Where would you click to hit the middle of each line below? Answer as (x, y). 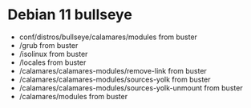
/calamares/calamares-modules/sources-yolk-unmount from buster (131, 88)
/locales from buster (53, 62)
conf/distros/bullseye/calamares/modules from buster (108, 37)
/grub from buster (49, 45)
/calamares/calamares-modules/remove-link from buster (113, 70)
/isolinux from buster (53, 54)
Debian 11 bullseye (70, 15)
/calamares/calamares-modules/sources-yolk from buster (115, 79)
